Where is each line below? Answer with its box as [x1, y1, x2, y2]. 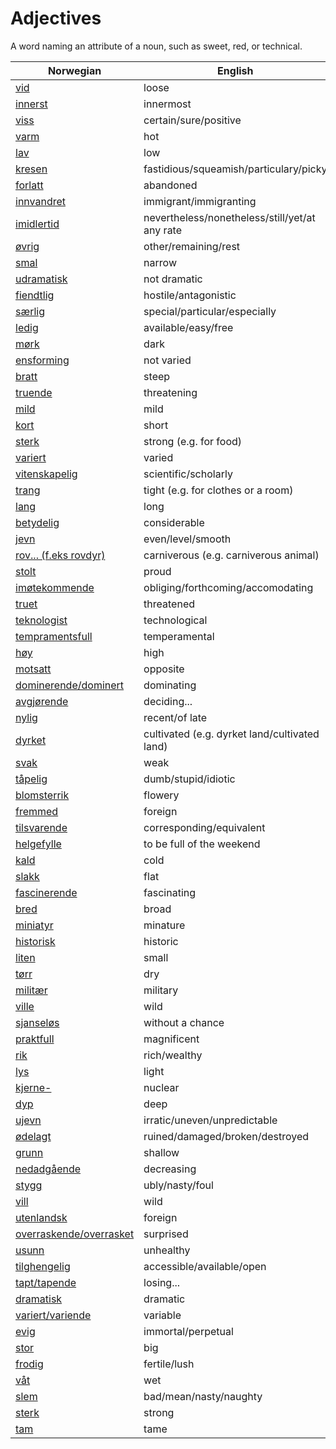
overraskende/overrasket [15, 1227, 135, 1241]
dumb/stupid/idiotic [143, 772, 236, 786]
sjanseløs [15, 1015, 60, 1029]
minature [143, 918, 186, 932]
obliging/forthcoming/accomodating [143, 580, 314, 594]
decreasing [143, 1162, 197, 1176]
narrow [143, 255, 177, 269]
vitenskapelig [15, 467, 78, 481]
